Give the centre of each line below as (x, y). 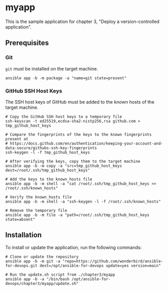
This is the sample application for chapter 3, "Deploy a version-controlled (82, 21)
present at (17, 139)
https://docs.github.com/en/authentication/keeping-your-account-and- (87, 143)
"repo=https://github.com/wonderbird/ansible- (113, 261)
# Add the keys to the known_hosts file (49, 179)
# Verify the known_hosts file (39, 197)
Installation (23, 235)
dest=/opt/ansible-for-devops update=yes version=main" (100, 265)
